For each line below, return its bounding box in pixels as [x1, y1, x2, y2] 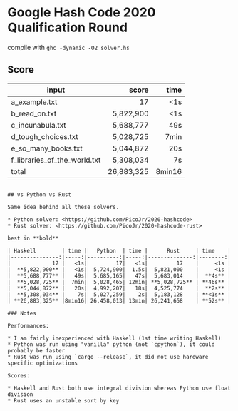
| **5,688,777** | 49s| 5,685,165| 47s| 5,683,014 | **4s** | [7, 272, 232, 279]
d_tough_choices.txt [11, 131, 78, 141]
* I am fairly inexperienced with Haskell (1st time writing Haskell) [7, 335, 222, 342]
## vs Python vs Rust [7, 191, 72, 198]
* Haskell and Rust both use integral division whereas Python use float [7, 385, 232, 392]
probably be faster [7, 347, 66, 354]
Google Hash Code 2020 [7, 4, 156, 21]
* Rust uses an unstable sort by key [7, 397, 120, 404]
